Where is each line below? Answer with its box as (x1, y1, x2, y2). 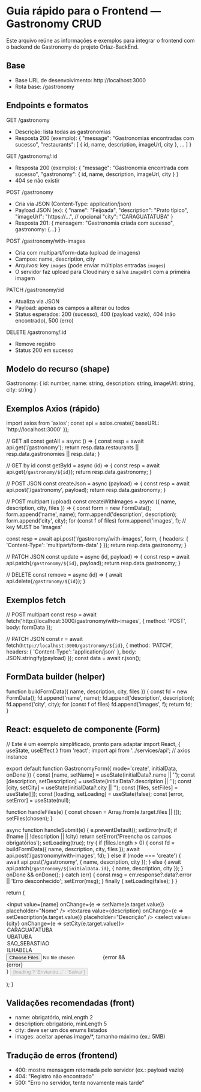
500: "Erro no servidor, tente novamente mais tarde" (14, 1079, 145, 1087)
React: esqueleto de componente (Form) (6, 724, 161, 735)
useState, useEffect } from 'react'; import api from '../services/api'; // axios (6, 747, 191, 754)
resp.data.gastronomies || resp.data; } (6, 450, 100, 458)
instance (6, 753, 28, 760)
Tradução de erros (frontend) (6, 1050, 118, 1061)
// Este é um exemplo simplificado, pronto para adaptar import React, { (6, 740, 181, 747)
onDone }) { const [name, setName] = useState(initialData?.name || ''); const (6, 771, 195, 778)
